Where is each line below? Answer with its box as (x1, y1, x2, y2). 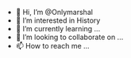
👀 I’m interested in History (15, 16, 101, 25)
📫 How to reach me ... (15, 42, 90, 50)
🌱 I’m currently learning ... (15, 24, 101, 33)
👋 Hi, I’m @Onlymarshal (15, 8, 94, 16)
